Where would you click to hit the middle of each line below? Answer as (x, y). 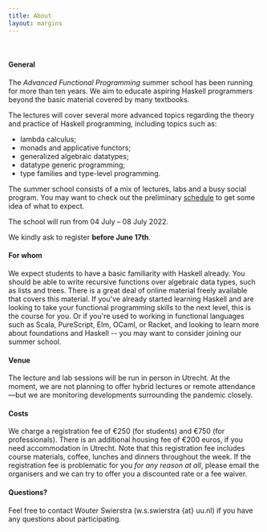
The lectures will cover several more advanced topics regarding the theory (131, 115)
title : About (30, 16)
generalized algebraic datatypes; (75, 156)
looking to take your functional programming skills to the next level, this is (129, 307)
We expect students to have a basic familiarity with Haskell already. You (127, 273)
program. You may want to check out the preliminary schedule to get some (131, 197)
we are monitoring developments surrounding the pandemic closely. (140, 395)
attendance (237, 387)
